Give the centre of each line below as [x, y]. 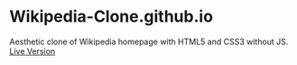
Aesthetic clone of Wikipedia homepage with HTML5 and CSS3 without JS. [149, 42]
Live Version [32, 51]
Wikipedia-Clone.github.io [111, 17]
